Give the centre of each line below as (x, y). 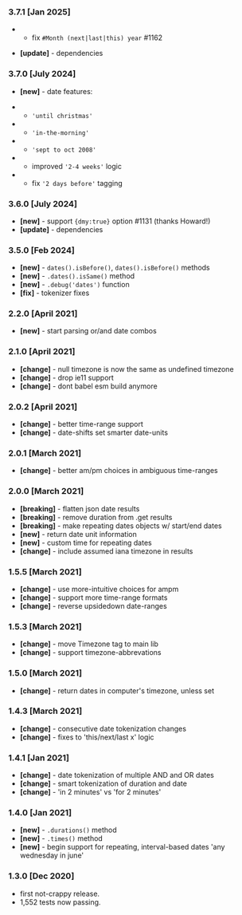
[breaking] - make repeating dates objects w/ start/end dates (121, 526)
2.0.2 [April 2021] (43, 407)
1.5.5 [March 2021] (45, 571)
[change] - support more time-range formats (94, 598)
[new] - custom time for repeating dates (86, 542)
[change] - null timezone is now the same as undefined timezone (127, 369)
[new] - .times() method (61, 838)
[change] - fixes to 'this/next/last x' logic (87, 737)
